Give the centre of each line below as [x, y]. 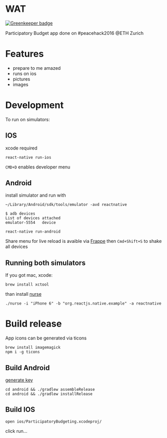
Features [25, 54]
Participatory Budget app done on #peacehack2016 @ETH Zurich [75, 33]
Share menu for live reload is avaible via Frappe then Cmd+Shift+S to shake [84, 241]
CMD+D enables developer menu [38, 167]
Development [35, 105]
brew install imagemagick [33, 348]
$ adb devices [20, 214]
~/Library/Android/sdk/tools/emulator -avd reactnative [66, 205]
